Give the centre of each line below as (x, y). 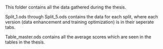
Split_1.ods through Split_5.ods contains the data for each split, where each (81, 17)
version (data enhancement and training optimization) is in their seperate (80, 22)
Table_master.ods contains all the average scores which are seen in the (78, 37)
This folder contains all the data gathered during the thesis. (66, 7)
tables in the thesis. (25, 42)
